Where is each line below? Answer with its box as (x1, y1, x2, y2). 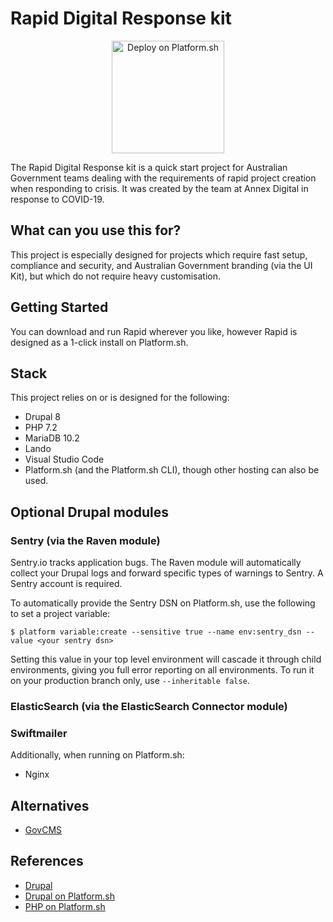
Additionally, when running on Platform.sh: (10, 749, 185, 761)
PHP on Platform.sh (24, 900, 106, 912)
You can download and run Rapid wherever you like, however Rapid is (10, 325, 298, 337)
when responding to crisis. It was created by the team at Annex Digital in (10, 182, 309, 194)
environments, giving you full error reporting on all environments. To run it (10, 664, 315, 676)
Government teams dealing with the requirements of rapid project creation (10, 172, 317, 184)
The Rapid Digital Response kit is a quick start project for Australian (10, 161, 288, 173)
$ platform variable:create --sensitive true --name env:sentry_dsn (10, 627, 302, 637)
